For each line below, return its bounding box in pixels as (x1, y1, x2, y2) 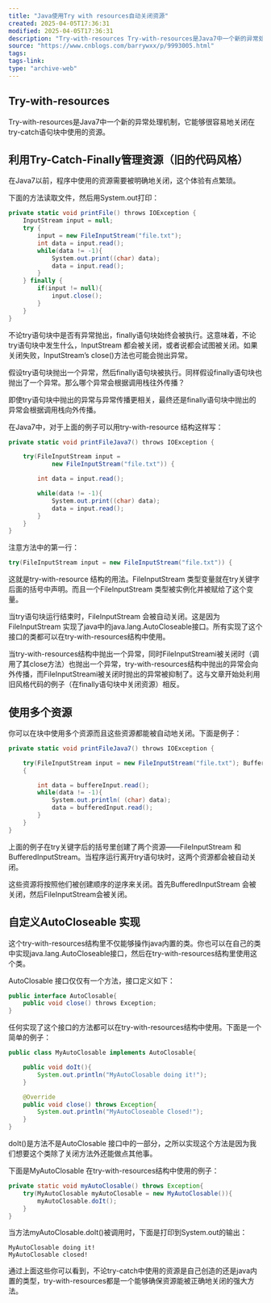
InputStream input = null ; (23, 217, 114, 225)
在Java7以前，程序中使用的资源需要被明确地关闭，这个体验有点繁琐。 (8, 175, 240, 186)
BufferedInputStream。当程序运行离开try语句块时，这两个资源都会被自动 (8, 852, 250, 862)
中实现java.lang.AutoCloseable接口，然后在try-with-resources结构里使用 (8, 948, 251, 958)
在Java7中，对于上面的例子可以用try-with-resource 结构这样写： (8, 422, 223, 432)
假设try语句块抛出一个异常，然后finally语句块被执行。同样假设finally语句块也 (8, 367, 262, 377)
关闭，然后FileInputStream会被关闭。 (8, 889, 131, 899)
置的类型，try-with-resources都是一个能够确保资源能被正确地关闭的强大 (8, 1276, 248, 1286)
